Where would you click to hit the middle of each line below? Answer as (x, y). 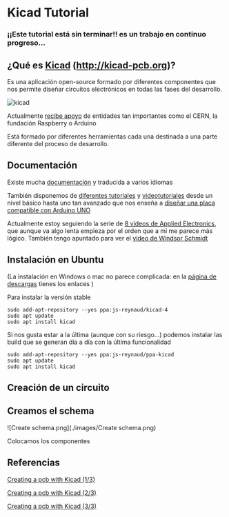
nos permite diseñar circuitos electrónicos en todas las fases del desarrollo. (115, 89)
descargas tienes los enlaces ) (51, 283)
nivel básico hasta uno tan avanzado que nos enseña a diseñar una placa (111, 203)
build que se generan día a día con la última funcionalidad (89, 342)
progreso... (27, 43)
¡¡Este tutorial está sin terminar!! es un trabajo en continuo (107, 34)
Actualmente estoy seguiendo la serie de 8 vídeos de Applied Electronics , (112, 223)
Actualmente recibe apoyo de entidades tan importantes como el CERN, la (112, 116)
